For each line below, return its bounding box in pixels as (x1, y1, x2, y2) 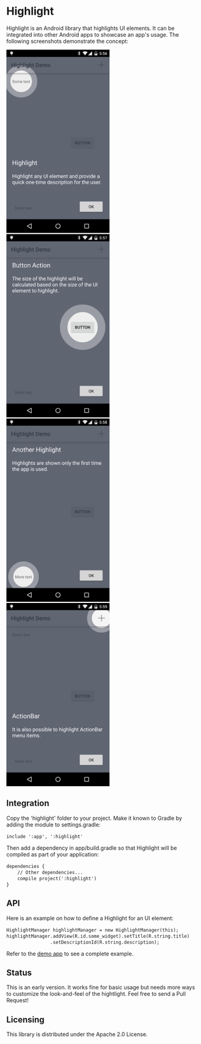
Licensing (6, 1014, 45, 1024)
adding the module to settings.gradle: (6, 820, 101, 828)
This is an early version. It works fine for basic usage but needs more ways (6, 984, 196, 991)
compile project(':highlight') (17, 875, 97, 882)
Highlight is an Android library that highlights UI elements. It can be (6, 24, 175, 32)
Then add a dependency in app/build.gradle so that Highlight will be (6, 844, 177, 852)
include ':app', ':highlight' (6, 833, 84, 839)
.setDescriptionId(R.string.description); (49, 939, 160, 945)
